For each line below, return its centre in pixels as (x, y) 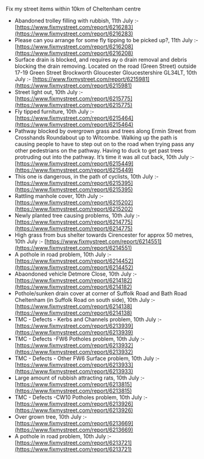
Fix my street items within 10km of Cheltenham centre (73, 9)
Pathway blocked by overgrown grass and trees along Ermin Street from (105, 131)
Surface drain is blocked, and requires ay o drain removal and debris (101, 60)
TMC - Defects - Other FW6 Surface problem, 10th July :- (87, 358)
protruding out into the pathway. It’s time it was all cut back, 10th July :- (104, 157)
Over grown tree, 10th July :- (51, 417)
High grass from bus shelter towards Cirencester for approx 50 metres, (104, 235)
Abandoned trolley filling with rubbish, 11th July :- (76, 20)
